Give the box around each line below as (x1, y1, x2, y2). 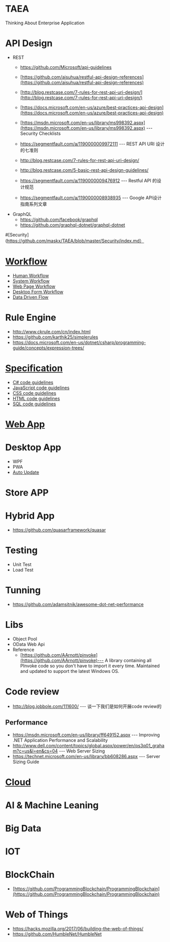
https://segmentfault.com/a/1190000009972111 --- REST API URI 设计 (20, 140, 165, 147)
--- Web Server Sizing (59, 748, 105, 754)
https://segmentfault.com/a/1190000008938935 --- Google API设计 (20, 195, 162, 201)
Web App (5, 419, 45, 430)
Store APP (5, 487, 49, 498)
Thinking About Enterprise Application (5, 20, 85, 26)
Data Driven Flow (12, 294, 49, 300)
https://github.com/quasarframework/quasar (12, 526, 106, 533)
